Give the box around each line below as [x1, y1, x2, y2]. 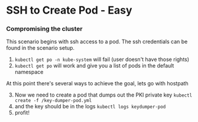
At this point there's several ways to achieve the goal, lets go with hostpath [6, 80, 189, 87]
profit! [14, 109, 30, 116]
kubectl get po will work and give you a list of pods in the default [14, 62, 174, 69]
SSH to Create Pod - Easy [6, 4, 132, 17]
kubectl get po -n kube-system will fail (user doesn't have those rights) [14, 56, 190, 63]
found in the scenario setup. [6, 44, 75, 52]
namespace [14, 69, 44, 76]
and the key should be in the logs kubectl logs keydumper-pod [14, 103, 166, 110]
